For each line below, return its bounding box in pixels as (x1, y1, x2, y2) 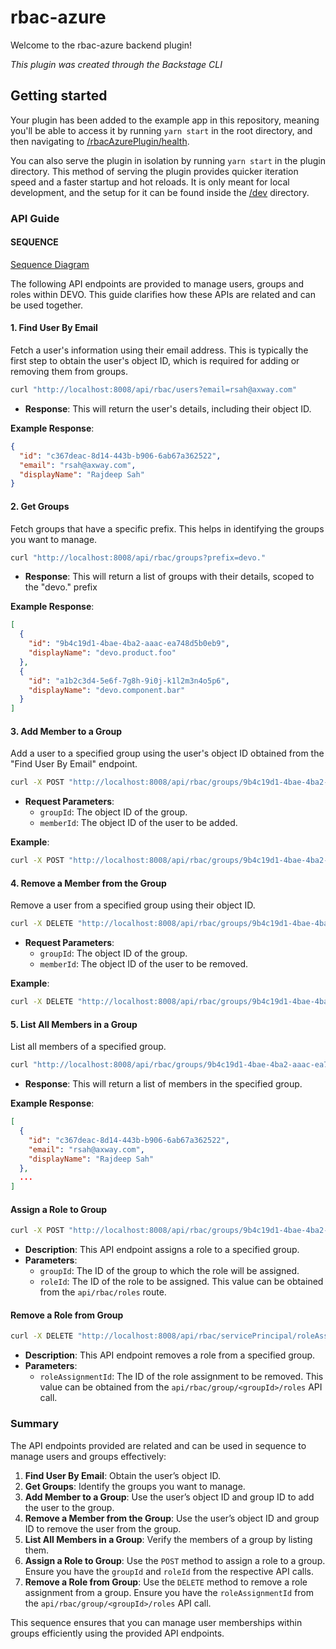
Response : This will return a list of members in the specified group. (24, 1078, 303, 1090)
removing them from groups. (10, 366, 128, 378)
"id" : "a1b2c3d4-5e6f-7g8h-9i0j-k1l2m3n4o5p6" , (28, 676, 230, 686)
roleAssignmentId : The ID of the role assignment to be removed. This (39, 1371, 324, 1383)
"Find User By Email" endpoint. (10, 758, 138, 770)
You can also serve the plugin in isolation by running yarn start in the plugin (10, 154, 326, 166)
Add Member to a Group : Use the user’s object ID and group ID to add (24, 1491, 315, 1503)
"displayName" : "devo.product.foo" (28, 648, 177, 658)
